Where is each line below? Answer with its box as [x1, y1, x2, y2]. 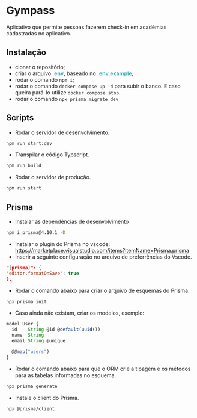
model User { [6, 321, 39, 327]
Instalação [6, 48, 47, 58]
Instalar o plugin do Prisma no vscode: [14, 240, 111, 247]
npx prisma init [6, 298, 47, 304]
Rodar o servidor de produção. [14, 174, 91, 181]
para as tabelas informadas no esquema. [14, 371, 116, 379]
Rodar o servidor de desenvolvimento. [14, 129, 110, 136]
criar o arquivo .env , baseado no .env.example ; [14, 70, 134, 77]
